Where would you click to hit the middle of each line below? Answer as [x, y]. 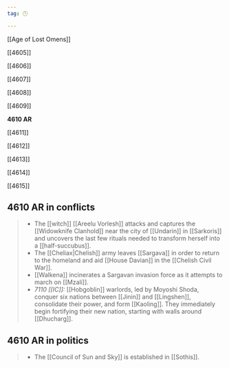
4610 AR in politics [48, 340]
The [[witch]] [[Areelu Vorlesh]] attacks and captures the [115, 224]
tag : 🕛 [18, 13]
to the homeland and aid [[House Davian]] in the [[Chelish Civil [123, 260]
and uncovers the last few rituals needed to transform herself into [127, 239]
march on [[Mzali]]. [62, 282]
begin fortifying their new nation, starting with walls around [118, 312]
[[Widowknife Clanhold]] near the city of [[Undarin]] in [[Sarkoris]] [128, 231]
